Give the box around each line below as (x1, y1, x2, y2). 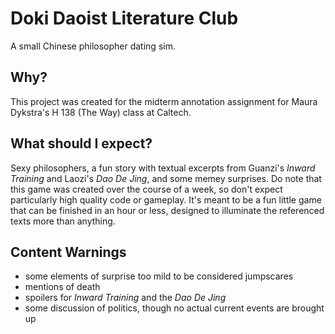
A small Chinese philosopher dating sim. (10, 40, 176, 52)
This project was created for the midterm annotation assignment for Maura (10, 95, 318, 107)
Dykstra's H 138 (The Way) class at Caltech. (10, 106, 192, 118)
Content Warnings (10, 243, 127, 261)
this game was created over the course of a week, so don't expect (10, 183, 283, 195)
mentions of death (24, 281, 101, 293)
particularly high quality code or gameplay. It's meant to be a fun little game (10, 193, 322, 206)
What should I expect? (10, 135, 153, 152)
